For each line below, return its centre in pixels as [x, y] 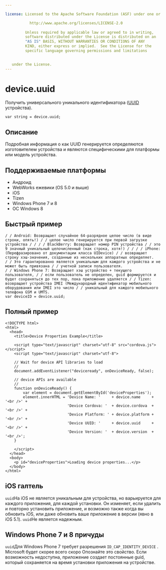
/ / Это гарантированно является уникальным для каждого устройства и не [83, 262]
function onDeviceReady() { [43, 388]
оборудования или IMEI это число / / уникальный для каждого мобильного [82, 288]
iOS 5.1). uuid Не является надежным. [44, 519]
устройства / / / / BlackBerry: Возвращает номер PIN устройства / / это [83, 244]
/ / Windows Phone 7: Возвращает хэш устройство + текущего [69, 270]
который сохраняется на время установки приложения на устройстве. [80, 563]
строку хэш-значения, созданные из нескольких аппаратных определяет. [80, 257]
